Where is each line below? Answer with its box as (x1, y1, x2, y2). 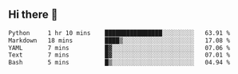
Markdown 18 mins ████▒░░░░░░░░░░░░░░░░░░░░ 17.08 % (8, 37, 230, 45)
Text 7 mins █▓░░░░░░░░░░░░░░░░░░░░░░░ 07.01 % (8, 51, 230, 60)
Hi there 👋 (8, 8, 58, 21)
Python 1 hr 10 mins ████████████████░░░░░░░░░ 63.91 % (8, 29, 230, 37)
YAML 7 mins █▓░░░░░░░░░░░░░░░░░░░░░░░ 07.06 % (8, 44, 230, 52)
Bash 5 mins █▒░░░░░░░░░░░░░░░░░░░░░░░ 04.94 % (8, 59, 230, 67)
